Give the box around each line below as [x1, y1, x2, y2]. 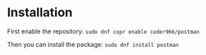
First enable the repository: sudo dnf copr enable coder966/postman [7, 27, 200, 35]
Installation [7, 5, 73, 20]
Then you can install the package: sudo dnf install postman [7, 40, 179, 48]
